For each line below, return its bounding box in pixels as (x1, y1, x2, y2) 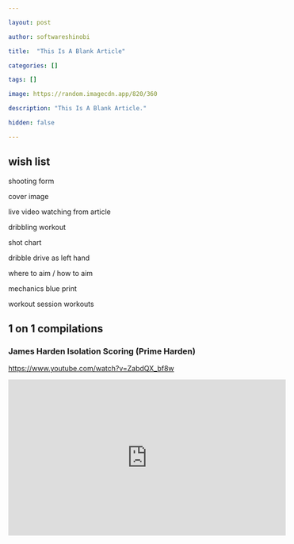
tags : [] (8, 76, 37, 84)
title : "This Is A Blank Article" (8, 47, 126, 56)
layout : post (8, 18, 52, 26)
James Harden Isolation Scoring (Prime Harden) (8, 346, 196, 357)
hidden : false (8, 119, 55, 127)
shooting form (8, 176, 55, 186)
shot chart (8, 237, 42, 247)
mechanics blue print (8, 283, 78, 293)
